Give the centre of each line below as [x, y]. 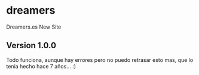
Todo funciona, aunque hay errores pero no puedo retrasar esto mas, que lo [100, 60]
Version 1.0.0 [31, 46]
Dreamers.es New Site [34, 27]
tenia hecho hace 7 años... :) [41, 66]
